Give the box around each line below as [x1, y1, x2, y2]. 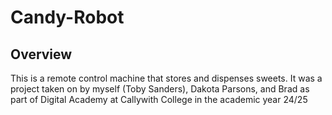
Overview [10, 46, 73, 63]
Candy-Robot [10, 6, 125, 29]
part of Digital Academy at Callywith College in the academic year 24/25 [10, 94, 308, 105]
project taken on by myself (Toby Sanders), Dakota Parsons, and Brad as [10, 83, 310, 95]
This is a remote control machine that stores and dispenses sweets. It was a [10, 72, 323, 84]
